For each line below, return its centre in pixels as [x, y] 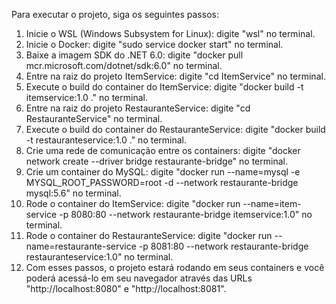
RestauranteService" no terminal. [94, 118]
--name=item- [272, 203]
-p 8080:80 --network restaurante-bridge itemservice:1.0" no [186, 214]
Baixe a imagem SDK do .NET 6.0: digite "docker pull [134, 55]
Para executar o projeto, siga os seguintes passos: [115, 14]
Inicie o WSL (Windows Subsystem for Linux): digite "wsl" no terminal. [170, 33]
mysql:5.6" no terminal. [73, 193]
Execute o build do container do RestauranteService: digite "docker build [175, 129]
